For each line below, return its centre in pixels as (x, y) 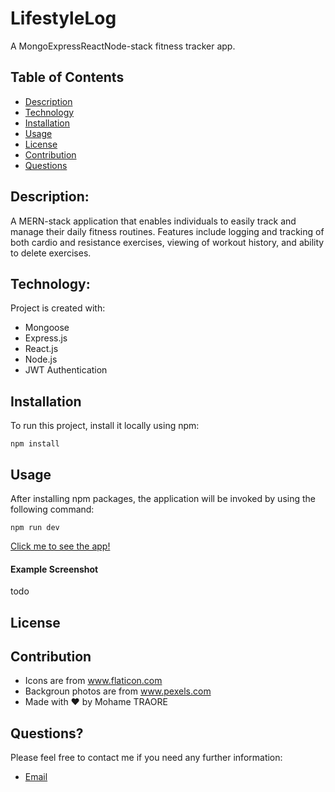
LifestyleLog (63, 18)
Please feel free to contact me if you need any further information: (146, 758)
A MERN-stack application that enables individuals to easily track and (153, 221)
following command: (52, 509)
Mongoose (47, 328)
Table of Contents (67, 77)
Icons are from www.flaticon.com (93, 681)
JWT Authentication (66, 370)
